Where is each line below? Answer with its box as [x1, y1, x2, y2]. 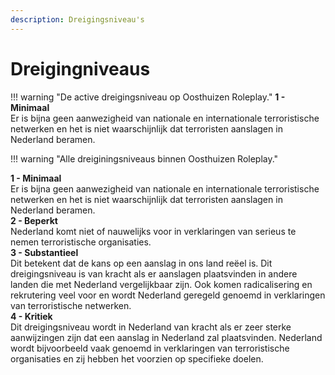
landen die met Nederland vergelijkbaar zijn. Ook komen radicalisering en [10, 278, 313, 290]
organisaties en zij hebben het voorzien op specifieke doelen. [10, 352, 264, 365]
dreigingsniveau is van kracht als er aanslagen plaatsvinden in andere [10, 267, 298, 280]
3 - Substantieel [10, 246, 79, 258]
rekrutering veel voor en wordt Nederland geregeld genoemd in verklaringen [10, 289, 326, 301]
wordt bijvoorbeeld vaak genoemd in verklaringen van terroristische [10, 342, 290, 354]
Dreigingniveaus [10, 57, 151, 80]
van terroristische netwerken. [10, 299, 132, 311]
